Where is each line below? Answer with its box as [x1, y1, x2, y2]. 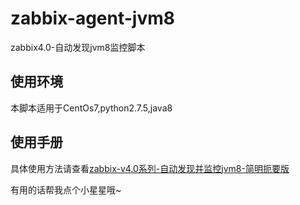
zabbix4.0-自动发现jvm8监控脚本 [10, 41, 146, 53]
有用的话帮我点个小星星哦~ [10, 183, 122, 196]
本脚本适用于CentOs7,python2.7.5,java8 [10, 102, 173, 114]
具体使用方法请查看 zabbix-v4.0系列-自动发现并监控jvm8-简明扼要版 [10, 162, 290, 174]
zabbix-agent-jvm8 [10, 7, 175, 30]
